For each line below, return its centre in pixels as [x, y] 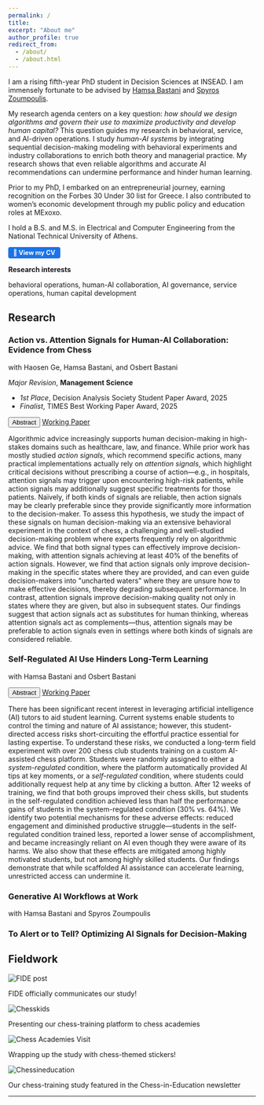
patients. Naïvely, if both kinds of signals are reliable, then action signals [125, 497]
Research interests [40, 269]
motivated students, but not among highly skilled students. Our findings [124, 859]
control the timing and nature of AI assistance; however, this [105, 725]
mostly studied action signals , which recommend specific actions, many [125, 455]
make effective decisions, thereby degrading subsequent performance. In [127, 589]
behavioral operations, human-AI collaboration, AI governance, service [123, 285]
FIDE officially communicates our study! [73, 993]
